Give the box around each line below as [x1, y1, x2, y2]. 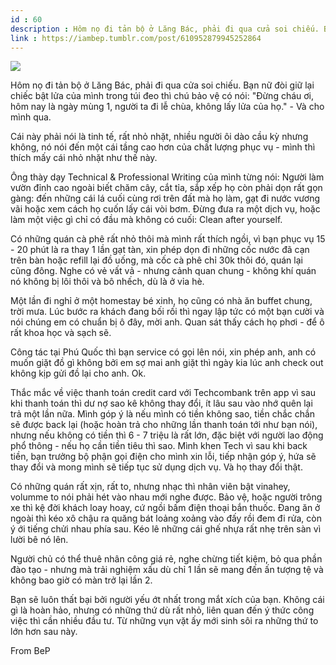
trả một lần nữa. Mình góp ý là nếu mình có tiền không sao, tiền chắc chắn [10, 408, 316, 420]
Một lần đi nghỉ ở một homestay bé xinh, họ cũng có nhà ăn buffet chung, [10, 295, 313, 307]
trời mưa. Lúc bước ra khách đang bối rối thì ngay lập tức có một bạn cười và [10, 306, 325, 318]
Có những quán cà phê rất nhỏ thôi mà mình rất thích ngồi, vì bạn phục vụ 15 [10, 233, 326, 245]
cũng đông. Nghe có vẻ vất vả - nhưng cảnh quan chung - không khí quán [10, 265, 317, 277]
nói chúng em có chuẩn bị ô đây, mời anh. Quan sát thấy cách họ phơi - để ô [10, 316, 325, 328]
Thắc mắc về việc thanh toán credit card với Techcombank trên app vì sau [10, 387, 317, 399]
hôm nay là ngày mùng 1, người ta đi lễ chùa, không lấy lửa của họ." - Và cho [10, 101, 325, 113]
